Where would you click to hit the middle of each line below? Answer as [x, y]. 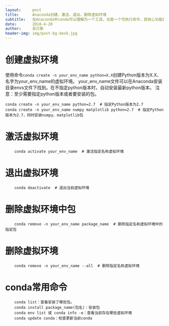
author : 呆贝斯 [24, 29]
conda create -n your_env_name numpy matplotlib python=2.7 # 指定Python [84, 110]
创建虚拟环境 [32, 60]
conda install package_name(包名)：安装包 [57, 307]
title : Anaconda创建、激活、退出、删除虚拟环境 [56, 15]
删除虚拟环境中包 [41, 209]
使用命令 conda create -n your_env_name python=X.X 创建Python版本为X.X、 [83, 75]
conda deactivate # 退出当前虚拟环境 [52, 188]
